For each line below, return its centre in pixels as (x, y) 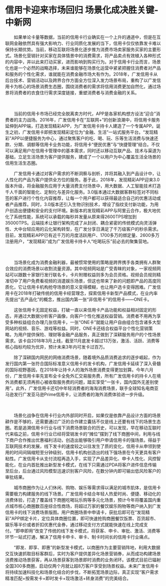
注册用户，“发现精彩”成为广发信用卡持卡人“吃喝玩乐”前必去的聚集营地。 (78, 241)
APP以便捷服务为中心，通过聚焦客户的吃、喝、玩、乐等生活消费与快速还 (85, 138)
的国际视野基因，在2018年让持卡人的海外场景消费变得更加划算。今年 (75, 370)
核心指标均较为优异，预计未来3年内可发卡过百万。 (56, 347)
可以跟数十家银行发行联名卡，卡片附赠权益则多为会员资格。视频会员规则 (83, 274)
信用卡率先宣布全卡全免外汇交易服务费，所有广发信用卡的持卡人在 (89, 376)
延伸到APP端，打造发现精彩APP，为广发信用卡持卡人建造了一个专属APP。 (81, 126)
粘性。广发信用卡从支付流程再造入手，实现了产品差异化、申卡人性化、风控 (81, 458)
